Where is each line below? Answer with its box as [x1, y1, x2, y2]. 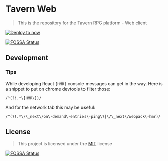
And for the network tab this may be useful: [5, 104, 96, 110]
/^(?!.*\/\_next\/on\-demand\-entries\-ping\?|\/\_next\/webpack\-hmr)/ [5, 114, 161, 119]
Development [5, 54, 49, 62]
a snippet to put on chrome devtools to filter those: [5, 86, 111, 92]
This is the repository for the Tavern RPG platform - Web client [17, 20, 147, 26]
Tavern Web [5, 3, 57, 15]
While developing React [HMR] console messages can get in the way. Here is [5, 80, 163, 86]
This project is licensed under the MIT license [17, 141, 112, 147]
